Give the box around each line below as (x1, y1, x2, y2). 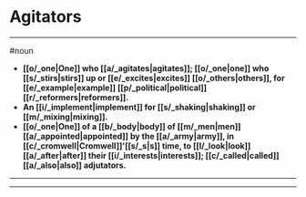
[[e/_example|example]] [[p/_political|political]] (22, 82, 208, 93)
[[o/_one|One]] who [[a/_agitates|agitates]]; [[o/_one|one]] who (22, 62, 270, 74)
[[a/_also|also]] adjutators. (22, 160, 127, 171)
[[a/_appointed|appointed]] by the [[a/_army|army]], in (22, 130, 235, 141)
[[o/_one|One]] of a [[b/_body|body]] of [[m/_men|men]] (22, 120, 241, 131)
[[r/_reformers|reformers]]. (22, 91, 129, 102)
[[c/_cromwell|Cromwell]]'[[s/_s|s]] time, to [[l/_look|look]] (22, 140, 251, 151)
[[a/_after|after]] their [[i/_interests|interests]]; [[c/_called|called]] (22, 150, 280, 161)
